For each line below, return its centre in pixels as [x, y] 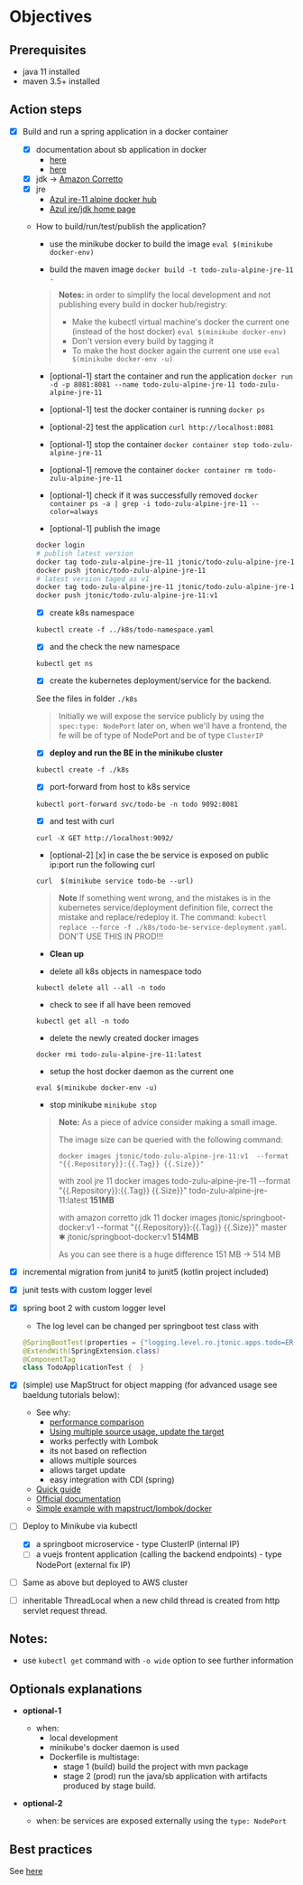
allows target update [87, 1470]
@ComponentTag [49, 1359]
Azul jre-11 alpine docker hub [103, 200]
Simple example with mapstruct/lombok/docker [124, 1509]
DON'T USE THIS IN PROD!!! [111, 936]
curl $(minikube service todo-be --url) [115, 881]
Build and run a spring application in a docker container [125, 131]
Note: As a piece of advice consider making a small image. [168, 1121]
